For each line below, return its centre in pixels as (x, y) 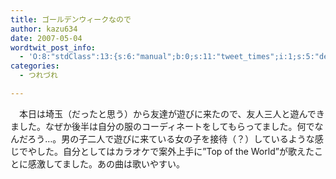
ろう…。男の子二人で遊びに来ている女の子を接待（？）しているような (171, 138)
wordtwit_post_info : (53, 47)
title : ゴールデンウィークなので (71, 19)
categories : (35, 66)
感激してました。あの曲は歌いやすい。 (106, 163)
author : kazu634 (44, 29)
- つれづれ (38, 76)
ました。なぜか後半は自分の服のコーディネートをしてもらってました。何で (162, 126)
